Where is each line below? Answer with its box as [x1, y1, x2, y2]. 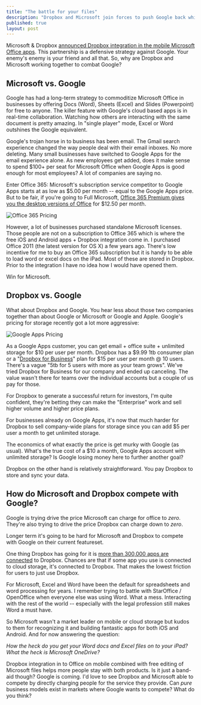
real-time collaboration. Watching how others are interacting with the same [6, 113, 191, 120]
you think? [6, 692, 32, 699]
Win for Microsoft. [6, 273, 51, 280]
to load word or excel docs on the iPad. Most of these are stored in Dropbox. [6, 255, 195, 262]
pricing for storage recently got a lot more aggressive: [6, 319, 139, 326]
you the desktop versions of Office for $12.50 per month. [6, 200, 147, 207]
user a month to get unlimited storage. [6, 429, 100, 436]
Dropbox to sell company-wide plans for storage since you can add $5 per [6, 423, 190, 430]
